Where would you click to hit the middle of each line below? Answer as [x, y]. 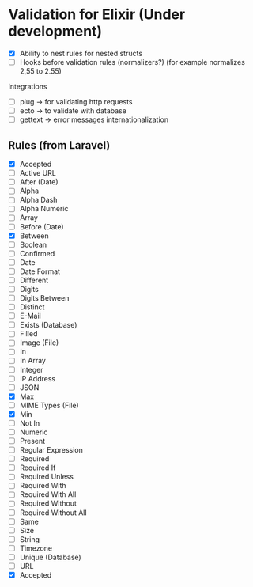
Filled [28, 334]
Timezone [36, 548]
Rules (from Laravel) [59, 145]
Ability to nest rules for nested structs [81, 53]
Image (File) [39, 343]
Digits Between [44, 298]
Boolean [33, 244]
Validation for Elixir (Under [97, 15]
